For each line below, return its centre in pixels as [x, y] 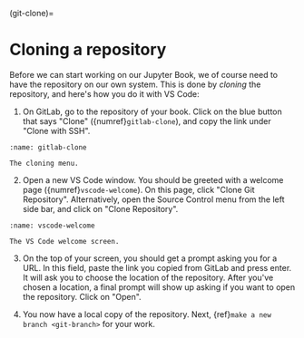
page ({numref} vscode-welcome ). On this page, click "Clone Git [139, 189]
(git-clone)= [32, 13]
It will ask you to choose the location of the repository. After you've [148, 277]
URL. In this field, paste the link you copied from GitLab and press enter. [157, 267]
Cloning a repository [88, 50]
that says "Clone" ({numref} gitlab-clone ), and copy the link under [147, 121]
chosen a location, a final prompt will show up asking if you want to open [159, 287]
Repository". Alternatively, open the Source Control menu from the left [153, 199]
